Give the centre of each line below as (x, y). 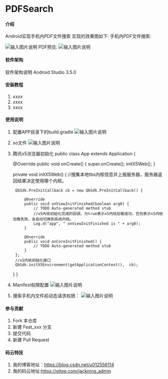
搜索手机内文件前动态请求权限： (46, 296)
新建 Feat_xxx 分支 (32, 327)
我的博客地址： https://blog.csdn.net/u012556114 (63, 365)
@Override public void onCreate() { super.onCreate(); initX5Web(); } (84, 164)
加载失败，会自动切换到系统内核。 (43, 219)
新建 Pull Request (31, 340)
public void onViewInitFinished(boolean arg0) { (77, 204)
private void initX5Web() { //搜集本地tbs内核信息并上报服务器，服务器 (85, 174)
